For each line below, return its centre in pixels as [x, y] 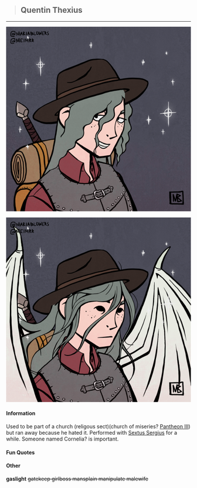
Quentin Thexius [52, 10]
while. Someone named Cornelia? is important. [62, 439]
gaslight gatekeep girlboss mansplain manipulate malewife [77, 479]
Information [21, 414]
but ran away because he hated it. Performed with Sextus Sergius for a [92, 433]
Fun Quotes [21, 452]
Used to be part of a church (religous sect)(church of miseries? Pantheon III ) [98, 426]
